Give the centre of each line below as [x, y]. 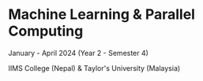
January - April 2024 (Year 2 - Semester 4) [78, 53]
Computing [46, 31]
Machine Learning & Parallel [102, 15]
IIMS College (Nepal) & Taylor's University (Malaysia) [94, 68]
